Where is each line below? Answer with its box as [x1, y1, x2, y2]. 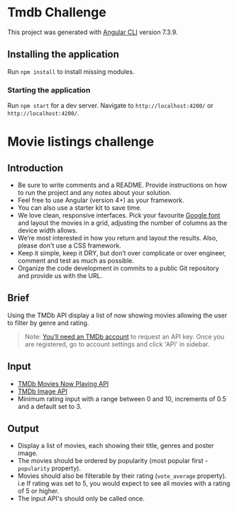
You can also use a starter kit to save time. [17, 203, 142, 212]
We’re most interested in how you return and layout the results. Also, [17, 234, 218, 243]
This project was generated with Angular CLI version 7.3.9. [7, 28, 178, 36]
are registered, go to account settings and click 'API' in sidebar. [24, 339, 210, 349]
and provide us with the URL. [17, 272, 103, 280]
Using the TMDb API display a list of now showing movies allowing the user [7, 311, 228, 319]
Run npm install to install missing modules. [7, 67, 135, 75]
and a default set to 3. [17, 402, 82, 410]
